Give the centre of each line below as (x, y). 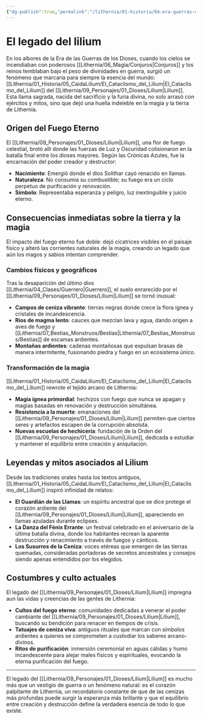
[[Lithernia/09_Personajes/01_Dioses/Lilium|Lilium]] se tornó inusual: (91, 296)
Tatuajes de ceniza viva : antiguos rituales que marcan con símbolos (100, 629)
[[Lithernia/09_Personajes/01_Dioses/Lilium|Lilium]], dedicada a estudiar (105, 437)
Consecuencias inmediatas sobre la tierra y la (93, 218)
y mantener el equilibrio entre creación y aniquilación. (81, 444)
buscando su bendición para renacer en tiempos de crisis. (87, 623)
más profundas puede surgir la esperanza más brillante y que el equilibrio (97, 698)
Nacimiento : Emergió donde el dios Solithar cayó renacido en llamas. (101, 173)
